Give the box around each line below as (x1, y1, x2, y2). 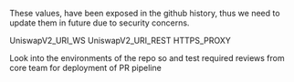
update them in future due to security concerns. (9, 17, 190, 28)
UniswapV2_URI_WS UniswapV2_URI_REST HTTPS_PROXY (9, 36, 231, 46)
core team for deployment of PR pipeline (9, 63, 162, 73)
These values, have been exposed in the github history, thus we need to (9, 8, 280, 18)
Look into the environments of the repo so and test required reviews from (9, 53, 285, 63)
